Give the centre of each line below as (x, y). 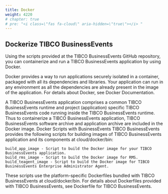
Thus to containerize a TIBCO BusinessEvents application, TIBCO (73, 118)
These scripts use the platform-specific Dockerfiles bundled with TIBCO (80, 175)
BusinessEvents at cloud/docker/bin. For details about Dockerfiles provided (83, 181)
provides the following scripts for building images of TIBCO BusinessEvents (83, 134)
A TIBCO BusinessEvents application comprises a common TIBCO (73, 102)
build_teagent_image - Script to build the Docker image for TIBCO (77, 162)
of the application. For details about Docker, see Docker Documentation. (80, 93)
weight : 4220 (19, 15)
